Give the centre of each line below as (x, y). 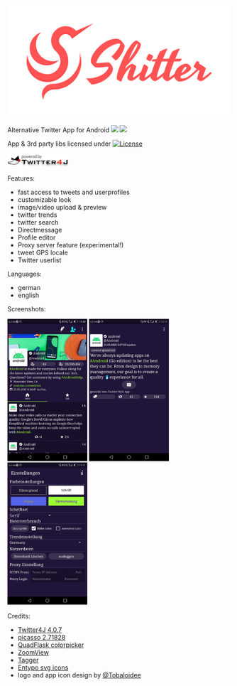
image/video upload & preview (62, 207)
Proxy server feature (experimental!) (71, 245)
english (28, 295)
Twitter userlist (39, 260)
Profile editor (37, 237)
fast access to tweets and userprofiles (73, 192)
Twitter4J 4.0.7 (40, 630)
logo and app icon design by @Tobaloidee (79, 675)
